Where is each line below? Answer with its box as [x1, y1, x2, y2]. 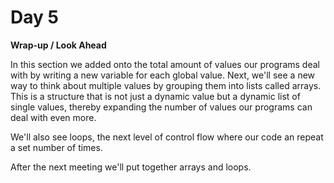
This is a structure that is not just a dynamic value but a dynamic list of [10, 90, 301, 102]
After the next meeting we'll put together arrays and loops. [10, 161, 252, 173]
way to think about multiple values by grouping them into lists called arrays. [10, 79, 322, 91]
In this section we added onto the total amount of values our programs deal [10, 58, 320, 70]
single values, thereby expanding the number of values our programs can [10, 101, 313, 113]
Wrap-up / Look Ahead [10, 39, 107, 51]
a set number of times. [10, 141, 103, 153]
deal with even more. [10, 111, 97, 123]
